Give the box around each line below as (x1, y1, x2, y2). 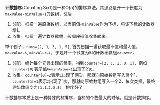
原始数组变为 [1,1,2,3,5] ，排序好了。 (12, 85, 87, 90)
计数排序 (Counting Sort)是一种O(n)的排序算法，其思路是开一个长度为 (5, 5, 143, 10)
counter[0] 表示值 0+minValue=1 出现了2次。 (12, 66, 97, 72)
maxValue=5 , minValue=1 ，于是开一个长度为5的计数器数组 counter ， (5, 50, 137, 55)
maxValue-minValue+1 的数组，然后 (5, 11, 72, 17)
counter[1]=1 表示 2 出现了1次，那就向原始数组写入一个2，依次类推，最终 (12, 78, 156, 84)
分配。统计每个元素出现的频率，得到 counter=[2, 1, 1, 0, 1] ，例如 (12, 60, 147, 66)
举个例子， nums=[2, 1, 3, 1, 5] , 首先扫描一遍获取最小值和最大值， (5, 44, 141, 49)
